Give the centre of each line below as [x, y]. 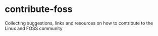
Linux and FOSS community [34, 28]
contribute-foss [39, 9]
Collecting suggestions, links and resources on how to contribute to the [79, 23]
